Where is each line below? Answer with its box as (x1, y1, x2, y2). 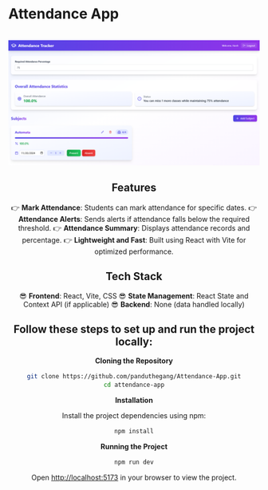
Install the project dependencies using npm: (61, 411, 207, 421)
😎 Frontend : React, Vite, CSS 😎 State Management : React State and (19, 290, 249, 300)
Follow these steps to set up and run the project (13, 322, 255, 336)
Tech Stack (105, 270, 163, 283)
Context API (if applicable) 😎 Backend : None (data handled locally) (23, 299, 245, 309)
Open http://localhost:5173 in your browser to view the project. (31, 472, 237, 482)
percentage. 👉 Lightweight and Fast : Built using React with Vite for (22, 235, 246, 244)
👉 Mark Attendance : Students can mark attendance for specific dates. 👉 (10, 203, 258, 212)
